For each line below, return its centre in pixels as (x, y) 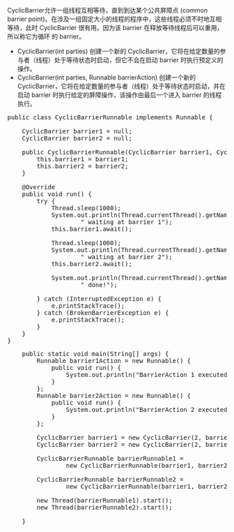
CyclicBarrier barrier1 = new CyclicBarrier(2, (119, 437)
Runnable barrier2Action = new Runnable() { (114, 396)
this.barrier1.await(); (92, 229)
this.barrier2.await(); (92, 264)
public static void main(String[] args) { (95, 354)
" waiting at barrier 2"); (126, 257)
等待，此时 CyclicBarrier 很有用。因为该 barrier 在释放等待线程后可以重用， (115, 28)
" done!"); (99, 285)
